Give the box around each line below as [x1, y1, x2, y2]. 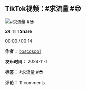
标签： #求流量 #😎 [5, 69, 43, 75]
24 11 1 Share [5, 29, 32, 34]
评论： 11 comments [5, 79, 45, 85]
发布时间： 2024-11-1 [5, 59, 48, 64]
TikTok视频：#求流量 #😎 [5, 4, 82, 13]
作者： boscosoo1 [5, 48, 41, 54]
